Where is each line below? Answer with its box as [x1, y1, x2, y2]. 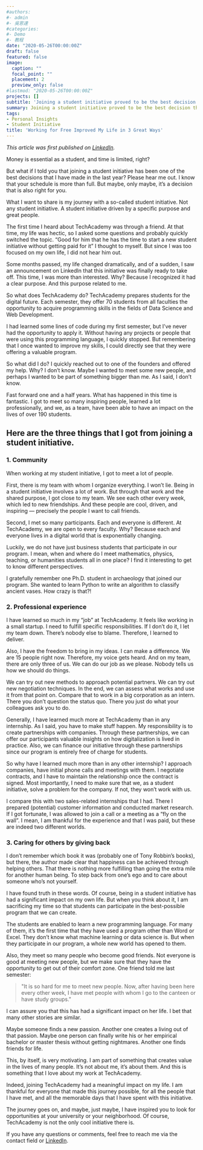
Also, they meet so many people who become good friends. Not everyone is [6, 952, 196, 959]
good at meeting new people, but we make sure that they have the [6, 958, 171, 966]
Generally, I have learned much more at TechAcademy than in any [6, 716, 170, 723]
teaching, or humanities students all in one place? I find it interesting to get [6, 556, 192, 564]
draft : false [6, 48, 39, 55]
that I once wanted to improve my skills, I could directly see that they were [6, 342, 192, 349]
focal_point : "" [11, 71, 53, 77]
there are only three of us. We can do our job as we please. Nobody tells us [6, 660, 194, 667]
